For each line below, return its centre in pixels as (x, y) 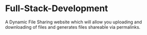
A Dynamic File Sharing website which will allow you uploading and (73, 22)
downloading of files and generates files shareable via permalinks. (73, 27)
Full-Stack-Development (57, 9)
